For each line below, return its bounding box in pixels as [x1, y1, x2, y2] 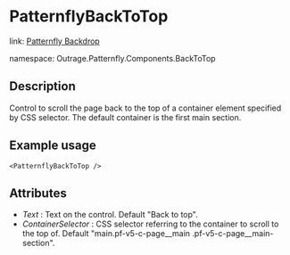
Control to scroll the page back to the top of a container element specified [9, 103, 282, 113]
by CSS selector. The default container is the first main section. [9, 111, 242, 122]
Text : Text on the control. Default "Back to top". [21, 210, 198, 220]
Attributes [9, 185, 67, 201]
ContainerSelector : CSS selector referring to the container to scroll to [21, 218, 279, 229]
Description [9, 78, 76, 95]
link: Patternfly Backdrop [9, 36, 100, 46]
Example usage [9, 138, 96, 153]
